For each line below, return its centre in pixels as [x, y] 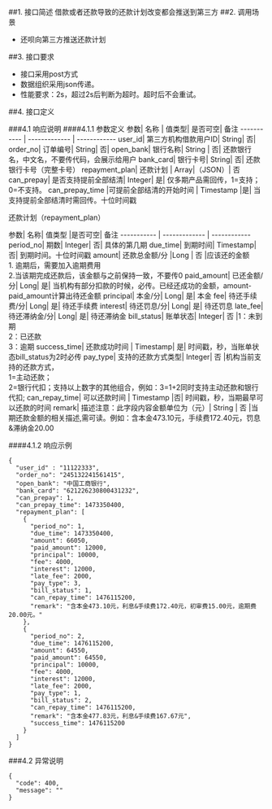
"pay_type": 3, [56, 584]
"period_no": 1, [57, 527]
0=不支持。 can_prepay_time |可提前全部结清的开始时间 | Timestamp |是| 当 [135, 190]
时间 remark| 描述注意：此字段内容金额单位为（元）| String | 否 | [144, 408]
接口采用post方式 [49, 74]
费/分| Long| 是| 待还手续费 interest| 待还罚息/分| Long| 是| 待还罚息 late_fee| [136, 306]
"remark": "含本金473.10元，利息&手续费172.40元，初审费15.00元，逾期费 [143, 606]
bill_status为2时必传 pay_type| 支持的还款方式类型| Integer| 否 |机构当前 [134, 357]
